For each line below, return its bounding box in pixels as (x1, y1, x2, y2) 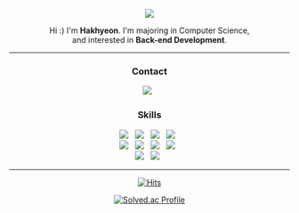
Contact (132, 65, 167, 78)
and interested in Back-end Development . (72, 35, 227, 45)
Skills (137, 109, 162, 121)
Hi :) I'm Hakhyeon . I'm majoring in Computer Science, (49, 25, 250, 36)
